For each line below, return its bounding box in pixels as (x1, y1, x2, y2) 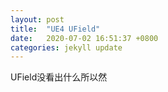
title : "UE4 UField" (10, 24, 101, 34)
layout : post (10, 14, 65, 25)
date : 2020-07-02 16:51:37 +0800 (10, 33, 159, 43)
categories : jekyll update (10, 42, 123, 53)
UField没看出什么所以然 (10, 71, 108, 83)
